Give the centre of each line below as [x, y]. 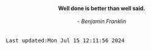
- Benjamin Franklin [102, 21]
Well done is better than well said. [102, 8]
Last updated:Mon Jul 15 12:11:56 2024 [65, 41]
